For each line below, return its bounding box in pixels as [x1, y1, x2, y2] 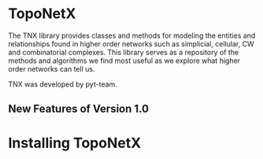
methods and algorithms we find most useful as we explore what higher [8, 56, 241, 65]
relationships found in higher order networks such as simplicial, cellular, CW [8, 39, 254, 48]
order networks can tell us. [8, 64, 95, 73]
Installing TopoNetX [8, 134, 142, 152]
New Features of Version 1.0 [8, 102, 150, 116]
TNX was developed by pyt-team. [8, 79, 118, 89]
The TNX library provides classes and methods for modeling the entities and [8, 31, 256, 40]
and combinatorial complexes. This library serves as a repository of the [8, 47, 239, 57]
